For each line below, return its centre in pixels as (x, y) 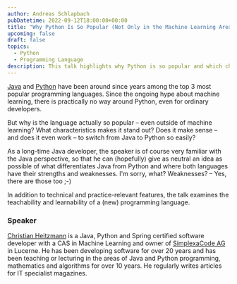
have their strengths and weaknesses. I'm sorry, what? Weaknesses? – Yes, (117, 173)
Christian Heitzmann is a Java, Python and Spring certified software (106, 235)
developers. (25, 109)
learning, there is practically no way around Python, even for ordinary (108, 101)
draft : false (26, 40)
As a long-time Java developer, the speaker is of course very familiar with (115, 151)
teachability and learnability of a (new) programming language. (99, 202)
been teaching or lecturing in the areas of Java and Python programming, (114, 258)
